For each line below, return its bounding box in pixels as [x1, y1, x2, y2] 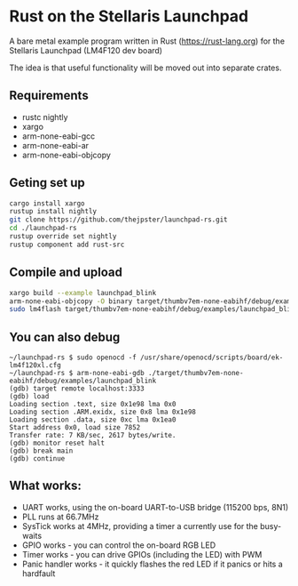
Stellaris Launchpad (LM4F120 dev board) [9, 44, 162, 55]
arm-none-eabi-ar [21, 140, 90, 150]
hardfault [21, 567, 56, 579]
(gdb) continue [9, 454, 66, 463]
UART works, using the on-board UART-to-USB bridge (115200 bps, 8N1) [21, 502, 289, 512]
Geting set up [9, 175, 86, 190]
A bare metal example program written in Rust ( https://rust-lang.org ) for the [9, 36, 286, 46]
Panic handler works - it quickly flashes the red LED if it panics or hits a [21, 558, 284, 569]
